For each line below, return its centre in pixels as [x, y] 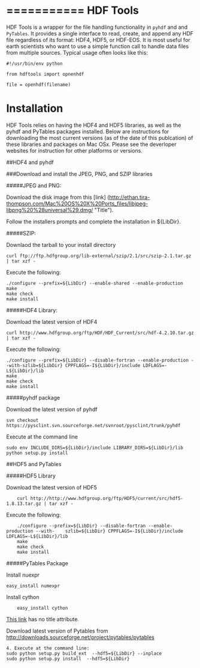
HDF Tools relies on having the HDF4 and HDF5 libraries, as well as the [94, 125]
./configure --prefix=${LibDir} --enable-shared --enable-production [95, 283]
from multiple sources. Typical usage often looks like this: [77, 52]
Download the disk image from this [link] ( [58, 197]
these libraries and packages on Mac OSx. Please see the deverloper [91, 144]
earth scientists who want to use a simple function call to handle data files [98, 46]
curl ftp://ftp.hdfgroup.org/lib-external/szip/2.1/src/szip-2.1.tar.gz [99, 256]
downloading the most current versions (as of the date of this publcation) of [100, 138]
